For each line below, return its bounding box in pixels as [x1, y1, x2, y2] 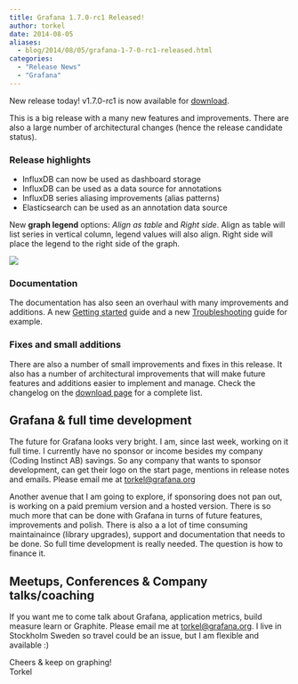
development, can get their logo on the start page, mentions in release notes [9, 464, 290, 476]
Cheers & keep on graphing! [9, 657, 113, 668]
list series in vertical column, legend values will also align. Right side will [9, 229, 274, 240]
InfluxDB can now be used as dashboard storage [21, 174, 202, 185]
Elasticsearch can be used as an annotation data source [21, 202, 229, 213]
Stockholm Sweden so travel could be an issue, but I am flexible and [9, 631, 260, 641]
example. [9, 317, 43, 327]
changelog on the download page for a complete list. [9, 387, 203, 398]
